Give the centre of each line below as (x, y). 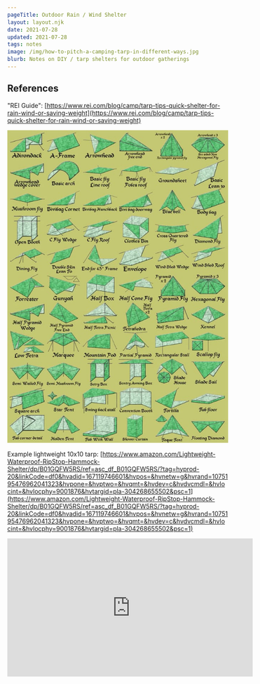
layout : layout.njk (36, 22)
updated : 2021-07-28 (37, 37)
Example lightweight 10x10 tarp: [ (55, 454)
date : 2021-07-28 (33, 29)
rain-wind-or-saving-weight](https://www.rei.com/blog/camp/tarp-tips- (111, 113)
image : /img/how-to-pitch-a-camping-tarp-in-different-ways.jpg (103, 52)
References (33, 89)
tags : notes (25, 45)
